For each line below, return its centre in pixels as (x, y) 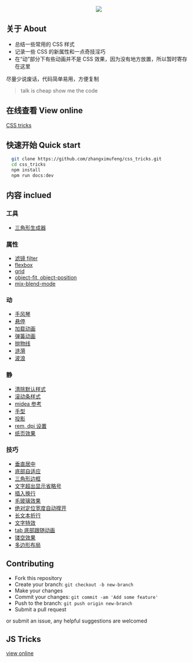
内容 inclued (29, 195)
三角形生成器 (30, 228)
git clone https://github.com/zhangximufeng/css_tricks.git (86, 159)
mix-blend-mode (35, 284)
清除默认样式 (30, 389)
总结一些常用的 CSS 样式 (44, 44)
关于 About (26, 29)
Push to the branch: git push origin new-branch (73, 603)
